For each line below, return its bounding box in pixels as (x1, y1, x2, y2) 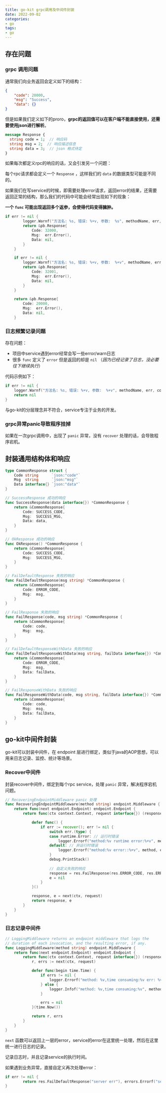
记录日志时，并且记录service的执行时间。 (5, 1054, 90, 1060)
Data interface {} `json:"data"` (14, 482, 81, 487)
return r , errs (31, 1014, 63, 1019)
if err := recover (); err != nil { (40, 824, 114, 830)
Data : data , (23, 519, 48, 524)
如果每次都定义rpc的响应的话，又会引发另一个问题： (5, 160, 112, 166)
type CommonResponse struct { (5, 468, 68, 473)
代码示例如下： (5, 373, 36, 379)
